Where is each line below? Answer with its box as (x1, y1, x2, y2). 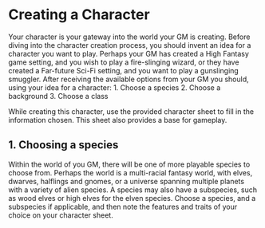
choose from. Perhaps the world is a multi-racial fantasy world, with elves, (8, 167, 253, 177)
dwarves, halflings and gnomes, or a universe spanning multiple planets (8, 176, 245, 186)
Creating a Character (8, 6, 150, 24)
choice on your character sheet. (8, 210, 113, 220)
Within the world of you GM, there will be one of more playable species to (8, 159, 251, 169)
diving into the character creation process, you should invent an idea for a (8, 40, 251, 49)
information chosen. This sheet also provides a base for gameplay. (8, 115, 227, 124)
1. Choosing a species (8, 138, 119, 152)
